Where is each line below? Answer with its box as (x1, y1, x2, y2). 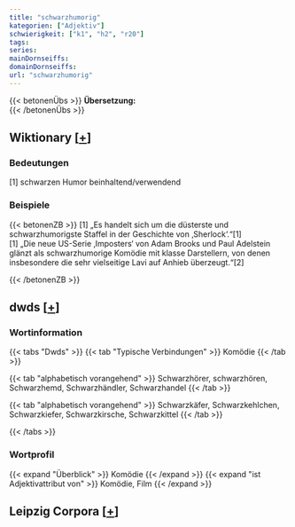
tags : (9, 37, 29, 47)
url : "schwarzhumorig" (9, 71, 93, 80)
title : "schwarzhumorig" (9, 12, 101, 22)
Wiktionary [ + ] (9, 130, 91, 146)
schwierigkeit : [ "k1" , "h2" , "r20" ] (9, 29, 144, 38)
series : (9, 46, 38, 55)
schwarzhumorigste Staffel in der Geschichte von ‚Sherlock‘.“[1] (9, 228, 242, 240)
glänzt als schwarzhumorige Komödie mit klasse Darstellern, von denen (9, 248, 271, 258)
